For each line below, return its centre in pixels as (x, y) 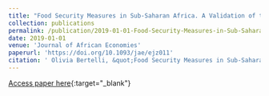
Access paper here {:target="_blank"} (70, 83)
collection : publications (51, 23)
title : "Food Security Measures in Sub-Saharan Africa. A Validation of (132, 16)
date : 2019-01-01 (37, 38)
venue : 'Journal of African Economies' (75, 46)
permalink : (26, 30)
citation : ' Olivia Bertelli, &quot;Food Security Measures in (116, 61)
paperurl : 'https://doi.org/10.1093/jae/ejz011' (91, 53)
